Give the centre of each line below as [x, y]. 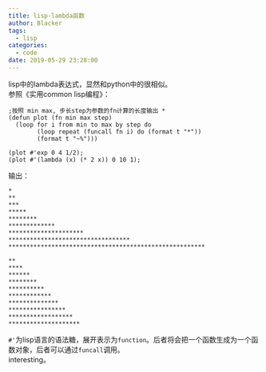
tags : [17, 30]
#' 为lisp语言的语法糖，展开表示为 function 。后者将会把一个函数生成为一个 [130, 339]
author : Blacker [35, 23]
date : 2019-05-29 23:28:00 [53, 61]
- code [26, 53]
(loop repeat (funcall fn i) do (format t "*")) [119, 132]
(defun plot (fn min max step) [60, 118]
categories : [28, 46]
